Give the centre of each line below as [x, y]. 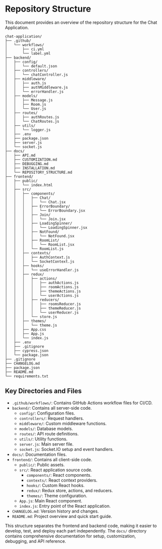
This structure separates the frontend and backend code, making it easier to [81, 526]
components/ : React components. [59, 475]
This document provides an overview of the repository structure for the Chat [81, 22]
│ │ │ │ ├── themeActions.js [43, 291]
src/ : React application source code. [56, 470]
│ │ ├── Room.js [26, 104]
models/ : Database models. [46, 429]
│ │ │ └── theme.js [31, 325]
